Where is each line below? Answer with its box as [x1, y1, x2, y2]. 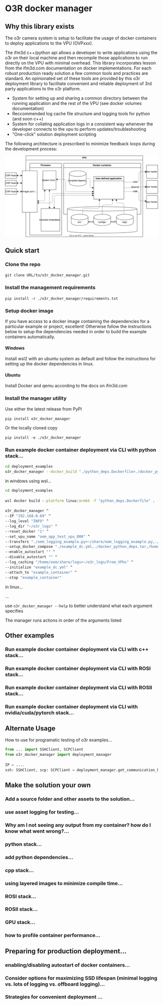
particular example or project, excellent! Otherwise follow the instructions [5, 324, 152, 329]
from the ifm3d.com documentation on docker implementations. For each [5, 65, 152, 71]
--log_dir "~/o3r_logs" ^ [5, 524, 57, 528]
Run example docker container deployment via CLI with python [5, 446, 156, 453]
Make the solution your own [5, 781, 91, 789]
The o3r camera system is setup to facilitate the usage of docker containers [5, 35, 157, 41]
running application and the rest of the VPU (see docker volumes [12, 101, 142, 106]
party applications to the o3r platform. [5, 86, 81, 91]
